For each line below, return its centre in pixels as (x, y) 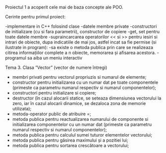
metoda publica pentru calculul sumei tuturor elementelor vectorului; (82, 135)
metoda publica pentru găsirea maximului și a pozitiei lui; (70, 140)
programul (16, 58)
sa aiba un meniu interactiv (55, 58)
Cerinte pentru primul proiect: (35, 17)
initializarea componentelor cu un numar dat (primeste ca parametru (82, 124)
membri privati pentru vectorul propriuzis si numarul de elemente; (79, 77)
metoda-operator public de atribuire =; (52, 114)
